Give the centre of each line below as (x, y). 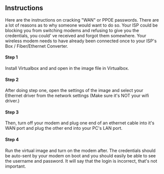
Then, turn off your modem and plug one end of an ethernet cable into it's (80, 123)
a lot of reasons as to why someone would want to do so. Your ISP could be (82, 25)
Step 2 (12, 79)
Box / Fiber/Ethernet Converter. (37, 46)
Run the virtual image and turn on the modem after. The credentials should (80, 150)
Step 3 (12, 112)
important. (15, 166)
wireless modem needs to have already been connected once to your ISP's (81, 41)
